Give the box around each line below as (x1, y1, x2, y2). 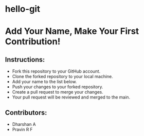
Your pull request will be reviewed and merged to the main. (12, 94, 130, 100)
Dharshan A (12, 121, 36, 127)
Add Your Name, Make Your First (5, 26, 139, 37)
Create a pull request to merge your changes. (12, 89, 104, 95)
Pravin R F (12, 127, 33, 132)
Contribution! (5, 36, 61, 47)
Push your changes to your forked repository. (12, 84, 104, 90)
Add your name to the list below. (12, 79, 77, 85)
